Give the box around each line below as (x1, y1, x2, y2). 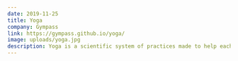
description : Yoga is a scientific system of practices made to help (7, 43, 217, 50)
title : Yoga (7, 17, 42, 24)
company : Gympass (7, 23, 59, 30)
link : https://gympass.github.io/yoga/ (7, 29, 125, 37)
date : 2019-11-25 (7, 10, 59, 18)
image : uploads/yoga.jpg (7, 36, 81, 43)
